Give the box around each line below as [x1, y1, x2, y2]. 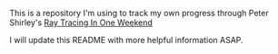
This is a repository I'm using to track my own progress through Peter [9, 8, 270, 18]
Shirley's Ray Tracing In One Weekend [9, 17, 153, 28]
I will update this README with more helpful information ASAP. [9, 35, 243, 45]
